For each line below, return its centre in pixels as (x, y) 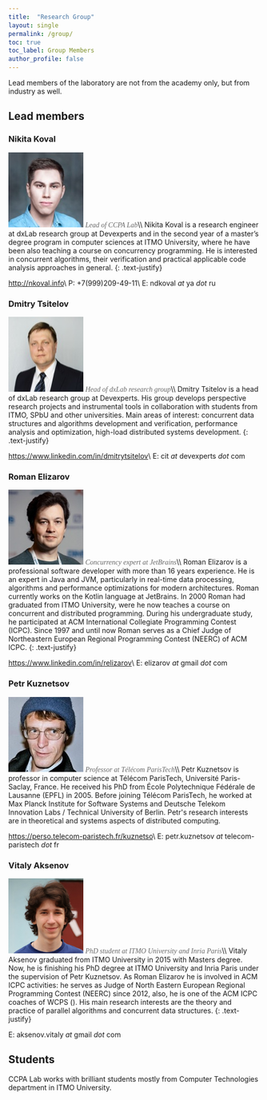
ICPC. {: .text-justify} (43, 648)
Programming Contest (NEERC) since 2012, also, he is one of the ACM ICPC (133, 993)
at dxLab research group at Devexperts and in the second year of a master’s (133, 233)
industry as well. (35, 91)
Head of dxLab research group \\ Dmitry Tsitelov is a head (172, 389)
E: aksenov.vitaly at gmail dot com (65, 1034)
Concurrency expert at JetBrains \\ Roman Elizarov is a (166, 562)
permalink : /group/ (41, 34)
